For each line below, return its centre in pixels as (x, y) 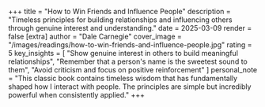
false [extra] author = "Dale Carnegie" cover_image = (95, 36)
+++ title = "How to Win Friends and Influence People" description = (119, 11)
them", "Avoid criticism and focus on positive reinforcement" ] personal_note (133, 70)
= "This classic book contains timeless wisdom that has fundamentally (123, 78)
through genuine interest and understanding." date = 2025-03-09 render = (130, 28)
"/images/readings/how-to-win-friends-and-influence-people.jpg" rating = (130, 45)
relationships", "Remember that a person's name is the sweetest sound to (128, 61)
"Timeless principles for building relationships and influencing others (120, 20)
